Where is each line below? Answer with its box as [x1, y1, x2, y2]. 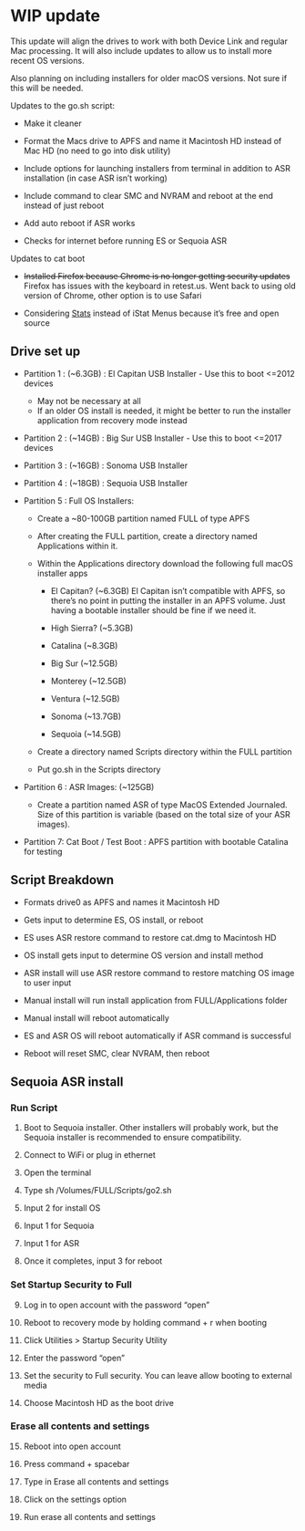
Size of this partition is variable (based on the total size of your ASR [36, 808, 290, 819]
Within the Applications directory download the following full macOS [36, 557, 294, 568]
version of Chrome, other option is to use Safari [23, 289, 202, 301]
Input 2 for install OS [23, 1203, 101, 1213]
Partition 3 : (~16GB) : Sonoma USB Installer [23, 460, 188, 471]
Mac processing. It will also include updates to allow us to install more [10, 45, 272, 56]
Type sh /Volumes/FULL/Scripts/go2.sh [23, 1185, 172, 1196]
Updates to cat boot [10, 253, 86, 264]
